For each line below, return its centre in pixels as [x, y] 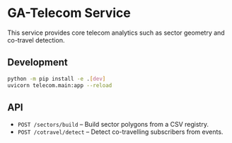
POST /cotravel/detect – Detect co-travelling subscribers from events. [120, 132]
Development [38, 63]
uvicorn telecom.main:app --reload [60, 85]
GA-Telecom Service [69, 13]
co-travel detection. [36, 40]
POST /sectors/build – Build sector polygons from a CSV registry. [113, 125]
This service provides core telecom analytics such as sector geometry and [116, 33]
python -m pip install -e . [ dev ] [57, 79]
